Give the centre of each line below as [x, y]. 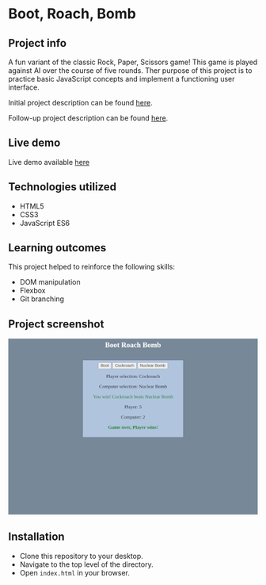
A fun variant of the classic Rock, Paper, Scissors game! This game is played [133, 62]
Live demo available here [49, 162]
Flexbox [32, 291]
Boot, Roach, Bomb [72, 14]
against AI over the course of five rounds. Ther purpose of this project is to [130, 71]
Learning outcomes [57, 248]
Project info [38, 43]
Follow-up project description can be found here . [88, 118]
